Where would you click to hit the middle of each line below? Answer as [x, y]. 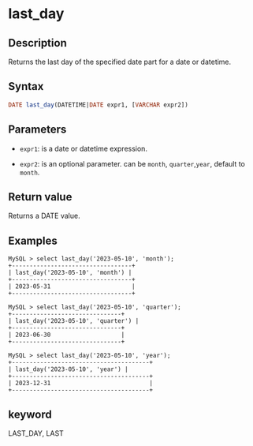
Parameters [37, 130]
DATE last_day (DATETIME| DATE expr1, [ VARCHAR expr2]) [99, 105]
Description [37, 43]
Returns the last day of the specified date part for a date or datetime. [120, 62]
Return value [40, 197]
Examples [33, 240]
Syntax [26, 86]
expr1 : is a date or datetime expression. [84, 148]
